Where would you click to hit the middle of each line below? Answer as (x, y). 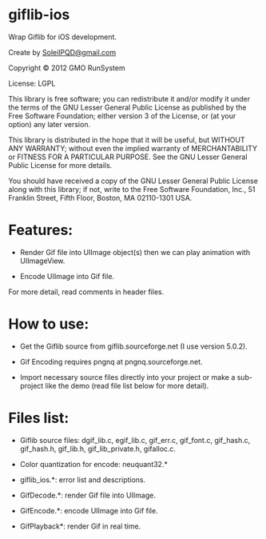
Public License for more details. (60, 165)
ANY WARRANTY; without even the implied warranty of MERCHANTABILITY (133, 148)
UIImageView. (42, 261)
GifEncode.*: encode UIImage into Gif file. (89, 510)
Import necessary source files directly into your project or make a (127, 377)
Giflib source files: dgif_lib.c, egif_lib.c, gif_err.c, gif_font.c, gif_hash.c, (135, 440)
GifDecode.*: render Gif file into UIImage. (87, 495)
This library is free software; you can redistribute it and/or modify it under (129, 98)
